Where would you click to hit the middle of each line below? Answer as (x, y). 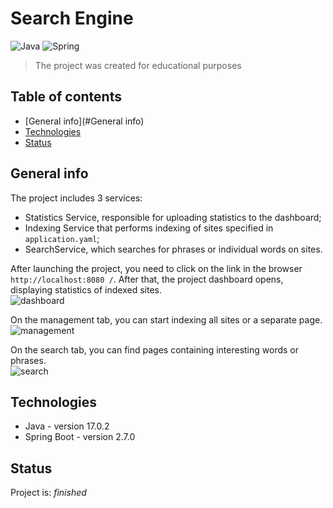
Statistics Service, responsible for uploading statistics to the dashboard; (173, 217)
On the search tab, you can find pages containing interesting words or (154, 349)
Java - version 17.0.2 (67, 426)
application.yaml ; (62, 238)
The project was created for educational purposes (138, 65)
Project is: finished (48, 493)
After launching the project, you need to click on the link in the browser (156, 268)
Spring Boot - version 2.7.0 (80, 437)
